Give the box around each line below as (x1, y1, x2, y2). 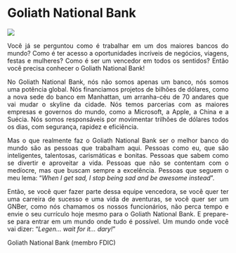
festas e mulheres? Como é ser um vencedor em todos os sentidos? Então (7, 56, 229, 65)
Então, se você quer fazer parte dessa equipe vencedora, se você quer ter (7, 187, 229, 195)
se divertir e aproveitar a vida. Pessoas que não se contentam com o (7, 159, 229, 167)
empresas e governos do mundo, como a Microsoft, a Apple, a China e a (7, 107, 229, 116)
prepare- (203, 209, 229, 218)
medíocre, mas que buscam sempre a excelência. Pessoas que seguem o (7, 166, 229, 174)
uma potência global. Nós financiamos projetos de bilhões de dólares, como (7, 85, 229, 93)
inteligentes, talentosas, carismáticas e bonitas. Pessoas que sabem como (7, 151, 229, 159)
